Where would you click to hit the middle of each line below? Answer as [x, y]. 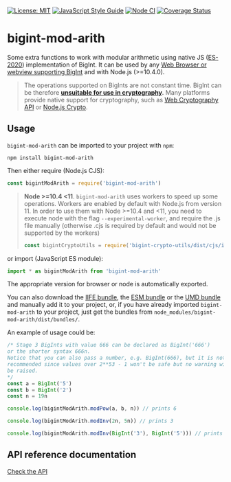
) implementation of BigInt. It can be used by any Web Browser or [114, 65]
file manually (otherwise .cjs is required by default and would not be [120, 225]
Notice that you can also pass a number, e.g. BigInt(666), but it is [110, 358]
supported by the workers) [62, 233]
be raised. [23, 371]
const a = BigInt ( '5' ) [40, 383]
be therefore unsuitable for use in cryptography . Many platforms [117, 92]
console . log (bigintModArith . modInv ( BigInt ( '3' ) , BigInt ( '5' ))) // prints [115, 433]
